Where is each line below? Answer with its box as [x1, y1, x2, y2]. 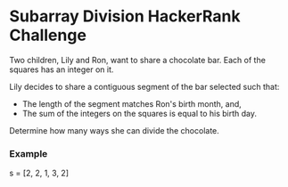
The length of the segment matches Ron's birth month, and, [21, 98, 243, 109]
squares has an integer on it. [9, 64, 114, 75]
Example [9, 147, 48, 159]
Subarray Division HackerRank [9, 6, 241, 27]
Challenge [9, 25, 87, 45]
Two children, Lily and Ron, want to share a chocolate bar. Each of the [9, 54, 266, 65]
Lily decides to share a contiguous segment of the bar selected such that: [9, 81, 280, 92]
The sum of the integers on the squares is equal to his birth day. [21, 108, 257, 118]
